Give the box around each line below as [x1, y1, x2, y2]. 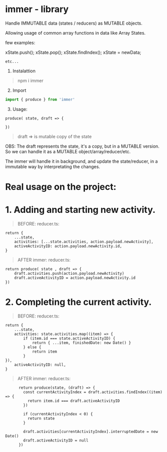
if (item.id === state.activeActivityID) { [23, 335, 115, 341]
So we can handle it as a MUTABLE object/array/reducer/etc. [5, 148, 131, 154]
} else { [23, 345, 42, 350]
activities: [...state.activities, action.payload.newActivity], [14, 239, 154, 244]
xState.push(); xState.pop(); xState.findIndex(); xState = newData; [5, 49, 141, 55]
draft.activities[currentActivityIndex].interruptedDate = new [23, 429, 158, 434]
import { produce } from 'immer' [5, 97, 75, 102]
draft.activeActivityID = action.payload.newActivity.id [14, 275, 136, 280]
